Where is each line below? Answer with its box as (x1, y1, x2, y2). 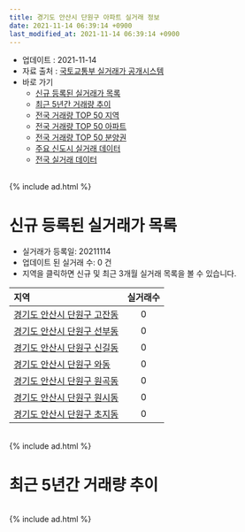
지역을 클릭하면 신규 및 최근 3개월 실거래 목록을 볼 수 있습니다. (21, 268, 237, 279)
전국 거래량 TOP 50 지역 (34, 110, 119, 120)
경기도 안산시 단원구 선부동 (13, 325, 119, 337)
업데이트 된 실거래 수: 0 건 (21, 258, 112, 268)
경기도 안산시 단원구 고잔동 (13, 309, 119, 321)
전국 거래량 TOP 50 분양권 (34, 132, 126, 143)
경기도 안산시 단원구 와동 (13, 359, 111, 371)
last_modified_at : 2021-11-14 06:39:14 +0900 (9, 29, 180, 38)
